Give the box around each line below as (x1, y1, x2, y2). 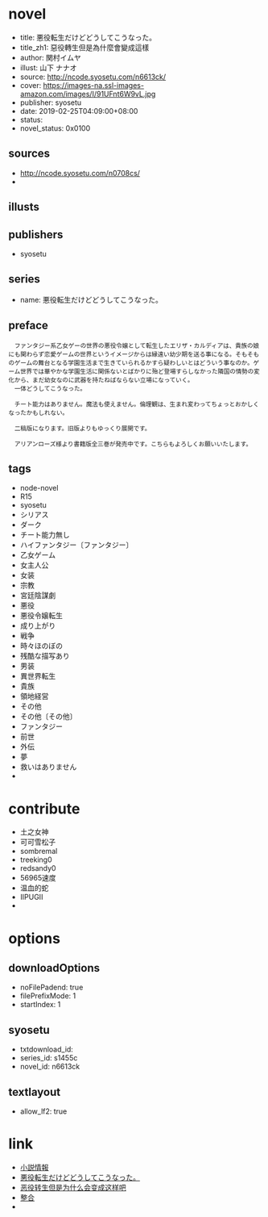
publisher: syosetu (19, 98, 82, 107)
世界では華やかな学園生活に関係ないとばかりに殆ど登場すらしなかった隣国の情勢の (19, 367, 254, 375)
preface (8, 319, 48, 332)
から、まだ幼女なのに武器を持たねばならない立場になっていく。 (14, 376, 195, 384)
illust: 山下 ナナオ (19, 62, 78, 73)
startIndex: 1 (19, 1000, 61, 1010)
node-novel (19, 483, 59, 493)
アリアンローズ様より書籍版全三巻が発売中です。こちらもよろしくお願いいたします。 (14, 440, 252, 448)
